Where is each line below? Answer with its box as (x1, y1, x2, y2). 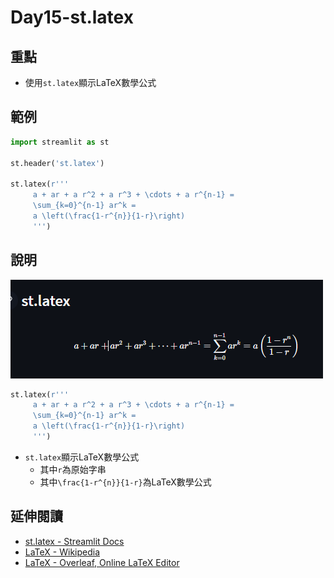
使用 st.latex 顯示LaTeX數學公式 (24, 77, 157, 88)
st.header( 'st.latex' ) (10, 158, 105, 168)
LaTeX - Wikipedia (24, 546, 101, 558)
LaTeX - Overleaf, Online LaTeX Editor (24, 556, 180, 568)
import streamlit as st (10, 137, 110, 147)
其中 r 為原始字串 (39, 463, 107, 475)
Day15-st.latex (10, 6, 134, 29)
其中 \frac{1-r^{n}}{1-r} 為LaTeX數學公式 (39, 476, 212, 488)
